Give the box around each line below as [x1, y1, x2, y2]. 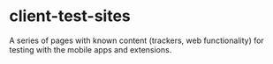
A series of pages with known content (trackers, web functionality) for [9, 35, 265, 46]
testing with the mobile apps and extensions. [9, 44, 172, 54]
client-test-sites [9, 6, 131, 26]
